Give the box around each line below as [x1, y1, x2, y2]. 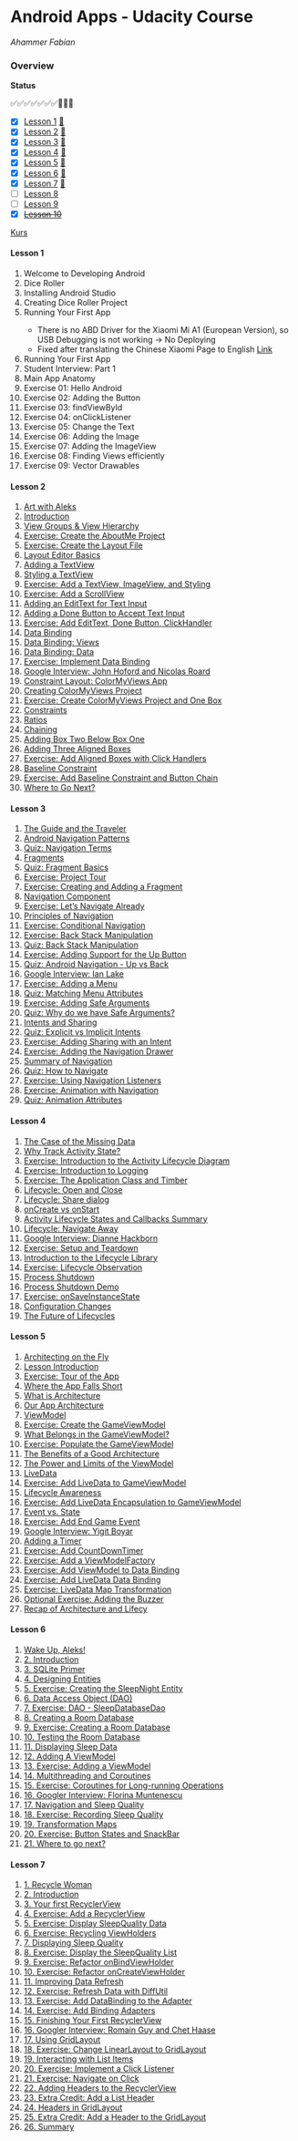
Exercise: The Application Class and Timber [23, 1174, 188, 1185]
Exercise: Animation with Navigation [23, 1085, 159, 1096]
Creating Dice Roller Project [23, 297, 128, 308]
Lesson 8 [23, 188, 58, 199]
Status [10, 80, 36, 91]
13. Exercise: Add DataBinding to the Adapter [23, 1995, 192, 2007]
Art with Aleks [23, 502, 77, 512]
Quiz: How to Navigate [23, 1065, 108, 1077]
